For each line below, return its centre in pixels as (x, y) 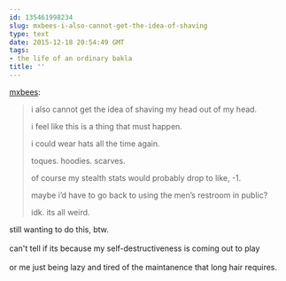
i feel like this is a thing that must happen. (107, 126)
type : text (29, 34)
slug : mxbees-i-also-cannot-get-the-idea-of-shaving (108, 26)
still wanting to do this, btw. (59, 229)
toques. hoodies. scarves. (78, 160)
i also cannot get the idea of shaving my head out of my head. (144, 109)
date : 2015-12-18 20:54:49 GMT (67, 42)
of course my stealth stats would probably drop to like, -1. (136, 177)
